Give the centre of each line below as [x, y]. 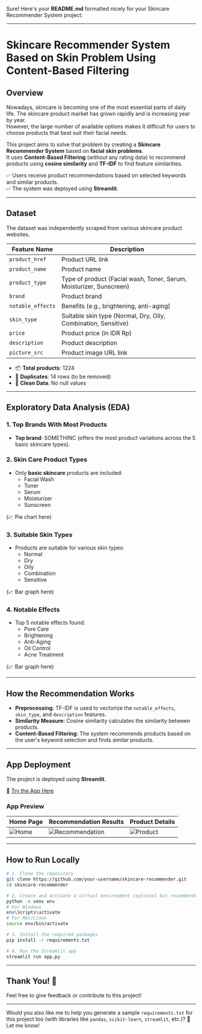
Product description [89, 342]
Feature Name [32, 249]
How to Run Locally [43, 860]
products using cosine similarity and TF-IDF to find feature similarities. [94, 164]
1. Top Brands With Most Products [57, 425]
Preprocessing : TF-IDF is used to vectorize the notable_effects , [95, 708]
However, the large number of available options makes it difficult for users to [101, 126]
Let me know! [23, 1026]
